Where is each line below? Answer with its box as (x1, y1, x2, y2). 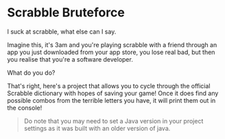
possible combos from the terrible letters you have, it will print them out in (7, 96, 216, 104)
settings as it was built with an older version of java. (23, 124, 171, 132)
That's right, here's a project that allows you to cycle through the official (7, 81, 211, 90)
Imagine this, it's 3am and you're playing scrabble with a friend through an (7, 40, 217, 49)
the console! (7, 103, 43, 112)
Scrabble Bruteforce (7, 5, 125, 21)
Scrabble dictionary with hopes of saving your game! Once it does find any (7, 89, 219, 97)
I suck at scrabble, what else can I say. (7, 27, 117, 36)
